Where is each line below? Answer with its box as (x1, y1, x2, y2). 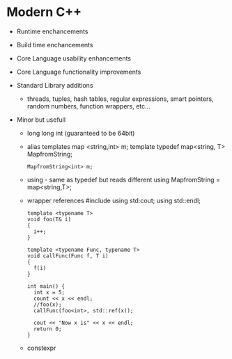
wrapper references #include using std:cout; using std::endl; (26, 196, 201, 205)
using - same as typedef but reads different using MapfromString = (26, 175, 221, 184)
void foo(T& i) (26, 216, 71, 223)
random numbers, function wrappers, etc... (26, 102, 150, 110)
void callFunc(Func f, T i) (26, 252, 109, 260)
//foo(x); (33, 301, 62, 308)
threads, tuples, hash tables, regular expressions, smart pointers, (26, 95, 214, 103)
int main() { (26, 282, 65, 289)
